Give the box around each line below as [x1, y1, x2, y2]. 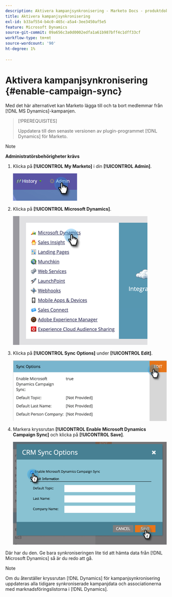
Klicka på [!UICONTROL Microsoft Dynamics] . [12, 206, 112, 212]
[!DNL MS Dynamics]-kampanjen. [5, 108, 76, 114]
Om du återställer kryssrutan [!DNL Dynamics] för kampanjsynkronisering [5, 575, 160, 582]
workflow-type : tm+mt [5, 35, 52, 41]
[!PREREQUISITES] [17, 118, 57, 124]
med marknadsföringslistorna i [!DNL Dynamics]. [5, 586, 109, 592]
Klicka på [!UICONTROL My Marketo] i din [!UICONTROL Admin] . [12, 163, 152, 169]
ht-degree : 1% [5, 46, 36, 51]
